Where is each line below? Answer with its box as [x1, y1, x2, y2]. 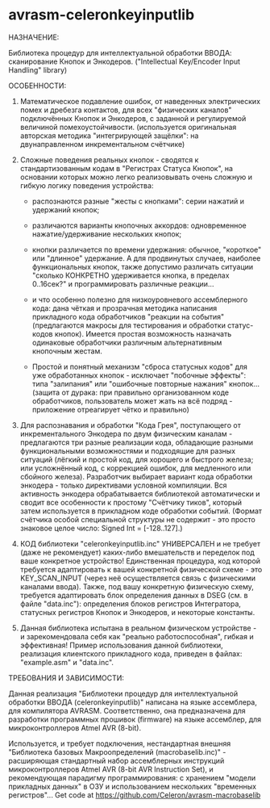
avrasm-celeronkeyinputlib [8, 6, 195, 24]
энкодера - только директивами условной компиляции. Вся [19, 480, 227, 490]
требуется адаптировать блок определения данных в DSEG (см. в [19, 590, 248, 600]
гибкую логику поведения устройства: [19, 180, 154, 190]
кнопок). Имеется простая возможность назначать [54, 329, 232, 338]
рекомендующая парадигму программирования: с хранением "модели [8, 772, 256, 782]
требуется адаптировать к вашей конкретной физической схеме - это [19, 564, 263, 574]
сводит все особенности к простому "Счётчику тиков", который [19, 497, 243, 507]
